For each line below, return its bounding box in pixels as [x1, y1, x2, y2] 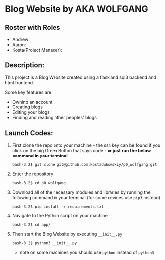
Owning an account [12, 99, 53, 104]
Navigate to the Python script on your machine [12, 212, 108, 218]
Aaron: [12, 42, 26, 48]
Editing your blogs [12, 109, 50, 115]
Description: [5, 61, 45, 70]
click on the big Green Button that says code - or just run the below [12, 147, 151, 153]
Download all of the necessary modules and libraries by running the [12, 189, 151, 195]
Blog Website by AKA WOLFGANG [5, 3, 148, 15]
